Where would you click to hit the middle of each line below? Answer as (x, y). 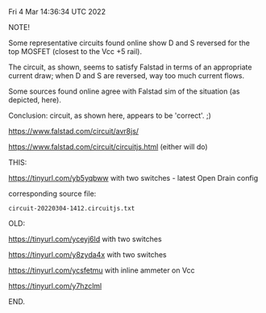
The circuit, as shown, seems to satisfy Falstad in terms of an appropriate (130, 67)
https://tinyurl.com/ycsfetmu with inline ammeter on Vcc (102, 270)
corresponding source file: (52, 194)
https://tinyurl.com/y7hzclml (55, 286)
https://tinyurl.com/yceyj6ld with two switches (85, 239)
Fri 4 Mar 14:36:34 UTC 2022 (57, 12)
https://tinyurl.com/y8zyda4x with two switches (87, 255)
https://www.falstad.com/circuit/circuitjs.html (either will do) (108, 147)
